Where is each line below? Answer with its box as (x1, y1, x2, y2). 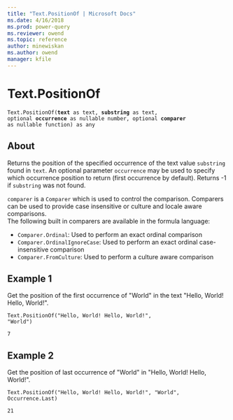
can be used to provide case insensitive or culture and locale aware (7, 202, 202, 210)
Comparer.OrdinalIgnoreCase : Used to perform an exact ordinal (17, 238, 198, 246)
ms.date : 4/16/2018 (7, 17, 64, 24)
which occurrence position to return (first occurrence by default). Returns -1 (7, 173, 227, 182)
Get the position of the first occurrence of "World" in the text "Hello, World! (7, 291, 224, 300)
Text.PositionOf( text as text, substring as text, (7, 109, 158, 116)
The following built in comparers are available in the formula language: (7, 217, 211, 225)
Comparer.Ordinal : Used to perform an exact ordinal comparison (17, 230, 203, 238)
